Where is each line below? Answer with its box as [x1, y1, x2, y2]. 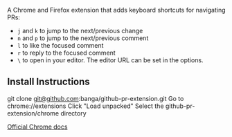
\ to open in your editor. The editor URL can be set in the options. [17, 56, 204, 64]
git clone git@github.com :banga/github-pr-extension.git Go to [7, 94, 184, 102]
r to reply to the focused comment [17, 48, 116, 57]
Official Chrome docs [7, 122, 68, 131]
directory [60, 109, 87, 117]
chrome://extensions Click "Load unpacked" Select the [7, 102, 164, 110]
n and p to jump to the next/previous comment [17, 34, 149, 42]
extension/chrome [7, 109, 60, 117]
